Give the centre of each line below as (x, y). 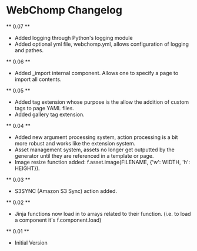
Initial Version (31, 242)
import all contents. (38, 79)
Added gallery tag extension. (50, 114)
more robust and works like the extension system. (75, 143)
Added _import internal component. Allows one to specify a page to (96, 73)
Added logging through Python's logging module (74, 38)
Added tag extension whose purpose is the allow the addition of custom (102, 102)
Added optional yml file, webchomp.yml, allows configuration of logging (102, 44)
